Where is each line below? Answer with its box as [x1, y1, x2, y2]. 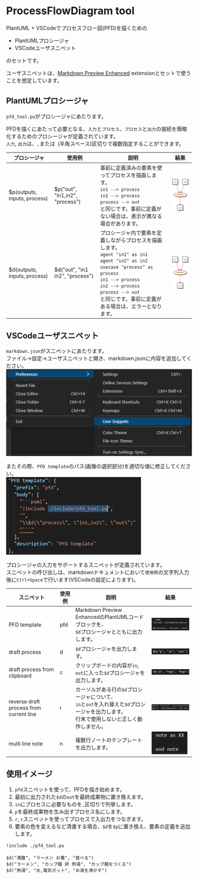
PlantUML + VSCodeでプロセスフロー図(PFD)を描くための [6, 24, 147, 31]
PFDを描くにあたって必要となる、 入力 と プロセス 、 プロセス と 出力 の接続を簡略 [6, 125, 187, 132]
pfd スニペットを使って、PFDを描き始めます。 [14, 786, 125, 793]
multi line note [8, 740, 43, 747]
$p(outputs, [8, 189, 37, 196]
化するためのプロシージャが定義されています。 [6, 132, 119, 140]
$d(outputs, [8, 266, 37, 273]
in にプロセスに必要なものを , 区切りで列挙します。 [14, 800, 136, 807]
